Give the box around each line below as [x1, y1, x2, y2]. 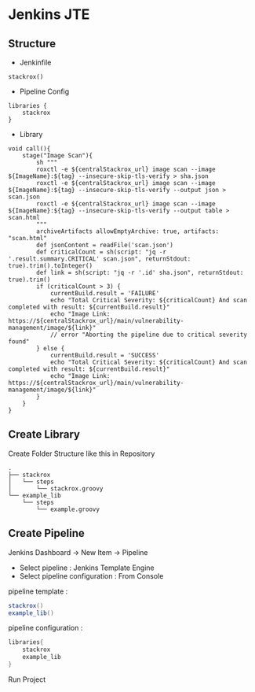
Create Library [8, 427, 81, 442]
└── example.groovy [36, 505, 100, 513]
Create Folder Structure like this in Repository [8, 449, 155, 458]
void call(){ [8, 145, 51, 153]
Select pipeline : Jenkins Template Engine [19, 563, 155, 572]
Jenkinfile [19, 57, 52, 67]
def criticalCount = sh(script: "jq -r [36, 248, 167, 256]
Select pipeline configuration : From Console [19, 571, 164, 580]
